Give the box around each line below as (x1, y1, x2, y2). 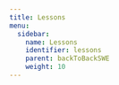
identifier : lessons (25, 46, 102, 55)
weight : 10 (25, 63, 66, 72)
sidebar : (17, 29, 50, 38)
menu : (9, 21, 30, 30)
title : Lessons (9, 12, 66, 22)
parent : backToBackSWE (25, 54, 110, 63)
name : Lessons (25, 37, 78, 47)
